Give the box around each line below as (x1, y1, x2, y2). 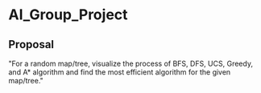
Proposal (8, 38, 55, 51)
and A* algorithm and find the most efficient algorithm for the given (8, 67, 231, 77)
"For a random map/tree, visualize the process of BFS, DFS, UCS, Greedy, (8, 59, 254, 68)
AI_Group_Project (8, 6, 128, 24)
